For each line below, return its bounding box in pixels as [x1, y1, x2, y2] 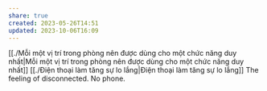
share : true [8, 11, 48, 20]
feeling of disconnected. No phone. [8, 73, 126, 84]
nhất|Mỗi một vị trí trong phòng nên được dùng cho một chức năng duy [8, 57, 244, 66]
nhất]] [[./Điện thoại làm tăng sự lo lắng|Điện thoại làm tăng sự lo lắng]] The [8, 65, 259, 75]
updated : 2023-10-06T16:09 [8, 26, 99, 34]
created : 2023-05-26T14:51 [8, 19, 99, 27]
